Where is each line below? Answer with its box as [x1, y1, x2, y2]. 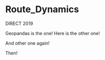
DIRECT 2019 [5, 20, 33, 26]
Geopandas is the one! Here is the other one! [5, 30, 100, 36]
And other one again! [5, 40, 50, 46]
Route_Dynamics [5, 4, 79, 15]
